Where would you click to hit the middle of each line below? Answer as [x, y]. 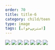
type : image [17, 24]
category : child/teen [28, 19]
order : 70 [15, 10]
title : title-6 [21, 14]
